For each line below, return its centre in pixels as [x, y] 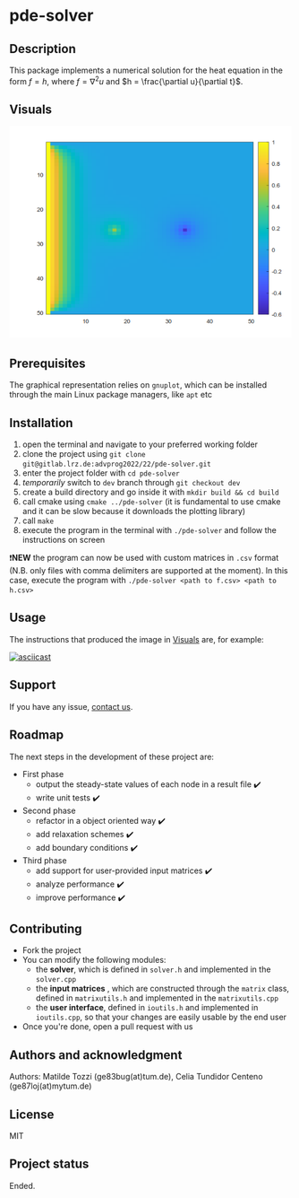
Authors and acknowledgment [96, 1055]
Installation [41, 423]
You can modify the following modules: [94, 960]
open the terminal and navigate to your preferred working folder [140, 444]
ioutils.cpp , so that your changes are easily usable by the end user [161, 1017]
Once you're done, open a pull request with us [107, 1027]
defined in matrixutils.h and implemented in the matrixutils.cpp [157, 998]
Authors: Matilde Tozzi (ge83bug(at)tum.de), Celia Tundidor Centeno [136, 1077]
